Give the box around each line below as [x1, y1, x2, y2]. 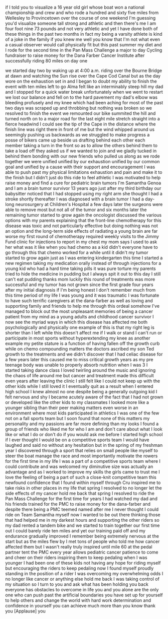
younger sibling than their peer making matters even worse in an [5, 405, 138, 410]
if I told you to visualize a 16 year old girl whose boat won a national [5, 5, 145, 10]
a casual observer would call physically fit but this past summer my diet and [5, 42, 162, 47]
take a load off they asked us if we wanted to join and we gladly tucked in [5, 148, 157, 154]
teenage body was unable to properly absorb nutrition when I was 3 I [5, 362, 148, 368]
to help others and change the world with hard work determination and [5, 597, 151, 603]
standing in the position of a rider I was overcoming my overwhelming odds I [5, 571, 163, 576]
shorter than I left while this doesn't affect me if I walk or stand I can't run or [5, 330, 162, 335]
